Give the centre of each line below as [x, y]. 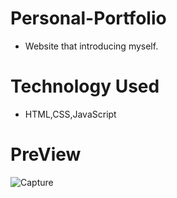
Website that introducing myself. [91, 46]
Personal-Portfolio [88, 18]
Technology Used [85, 86]
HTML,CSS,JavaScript [70, 114]
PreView [46, 154]
